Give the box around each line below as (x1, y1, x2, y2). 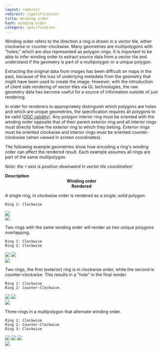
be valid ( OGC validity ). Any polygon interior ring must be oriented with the (5, 114, 154, 120)
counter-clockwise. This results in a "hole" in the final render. (5, 272, 128, 278)
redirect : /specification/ (5, 12, 60, 16)
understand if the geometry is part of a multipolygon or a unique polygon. (5, 59, 152, 65)
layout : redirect (5, 7, 40, 12)
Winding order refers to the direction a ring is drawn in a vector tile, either (5, 38, 152, 44)
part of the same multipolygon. (5, 154, 67, 160)
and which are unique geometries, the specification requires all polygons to (5, 109, 156, 114)
